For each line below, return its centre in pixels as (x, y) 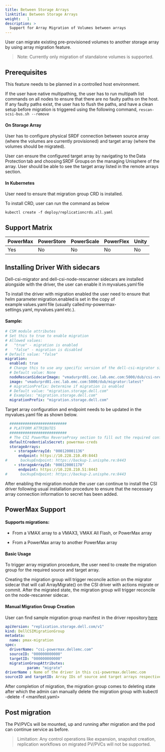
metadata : (15, 636)
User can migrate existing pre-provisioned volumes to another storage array (82, 42)
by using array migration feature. (38, 47)
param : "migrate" (45, 668)
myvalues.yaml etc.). (55, 309)
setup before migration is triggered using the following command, (71, 109)
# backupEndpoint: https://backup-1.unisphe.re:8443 (66, 461)
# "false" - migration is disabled (44, 350)
